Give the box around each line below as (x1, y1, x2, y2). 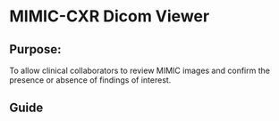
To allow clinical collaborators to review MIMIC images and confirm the (9, 65, 271, 76)
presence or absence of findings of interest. (9, 75, 172, 85)
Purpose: (9, 42, 62, 57)
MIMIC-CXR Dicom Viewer (9, 6, 210, 27)
